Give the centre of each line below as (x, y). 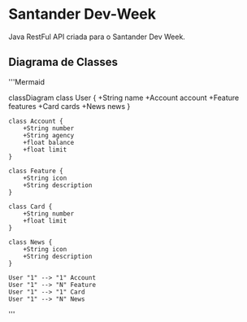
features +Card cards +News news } (69, 106)
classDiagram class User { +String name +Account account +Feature (124, 98)
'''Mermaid (26, 81)
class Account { (36, 121)
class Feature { (36, 171)
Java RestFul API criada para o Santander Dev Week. (97, 37)
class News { (30, 242)
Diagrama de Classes (63, 62)
